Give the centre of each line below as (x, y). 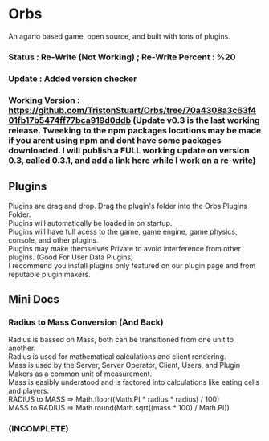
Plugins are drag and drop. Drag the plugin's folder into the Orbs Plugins (128, 206)
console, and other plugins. (53, 240)
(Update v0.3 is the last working (196, 120)
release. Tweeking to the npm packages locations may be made (135, 130)
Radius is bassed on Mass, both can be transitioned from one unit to (121, 340)
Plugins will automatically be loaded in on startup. (90, 223)
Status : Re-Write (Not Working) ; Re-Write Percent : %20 (122, 57)
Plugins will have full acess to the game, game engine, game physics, (123, 231)
